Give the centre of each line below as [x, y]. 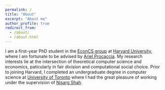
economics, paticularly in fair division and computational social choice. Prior [83, 66]
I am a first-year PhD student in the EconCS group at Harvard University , [79, 51]
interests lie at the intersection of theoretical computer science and [73, 61]
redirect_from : [21, 28]
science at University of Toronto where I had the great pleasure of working [81, 77]
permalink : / [19, 10]
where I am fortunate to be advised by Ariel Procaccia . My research [74, 56]
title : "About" [21, 14]
